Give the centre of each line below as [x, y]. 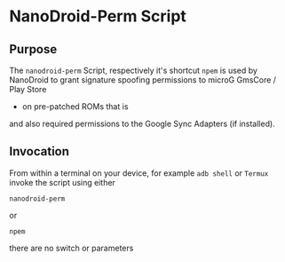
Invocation [39, 151]
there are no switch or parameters [71, 248]
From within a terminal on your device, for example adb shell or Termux [139, 173]
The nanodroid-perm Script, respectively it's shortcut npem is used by [133, 70]
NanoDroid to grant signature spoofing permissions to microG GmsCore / [143, 80]
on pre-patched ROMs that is [75, 107]
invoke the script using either [62, 182]
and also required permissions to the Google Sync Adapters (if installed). [142, 123]
